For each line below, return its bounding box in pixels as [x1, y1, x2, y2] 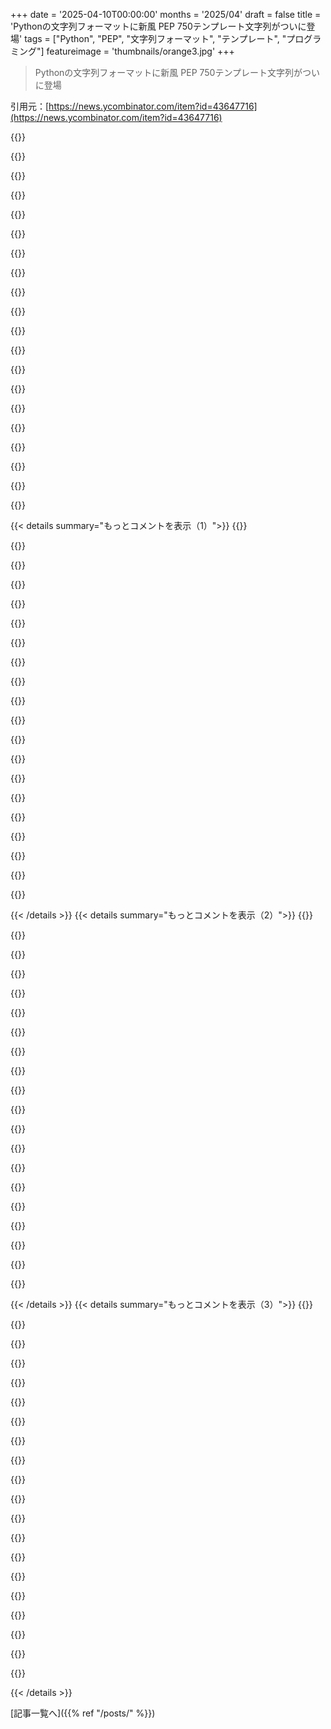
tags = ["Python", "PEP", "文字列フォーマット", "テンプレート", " [24, 33, 287, 44]
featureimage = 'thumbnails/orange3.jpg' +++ [46, 45, 235, 57]
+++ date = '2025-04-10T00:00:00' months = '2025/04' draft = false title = [10, 9, 322, 20]
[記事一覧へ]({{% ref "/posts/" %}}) [10, 1707, 156, 1719]
